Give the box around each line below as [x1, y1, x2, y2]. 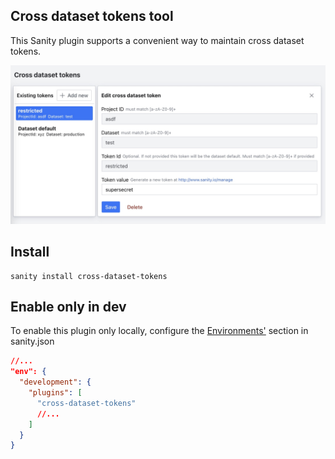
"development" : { [19, 377, 92, 388]
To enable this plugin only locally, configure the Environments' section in [10, 325, 309, 337]
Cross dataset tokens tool [10, 8, 174, 25]
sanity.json [10, 335, 55, 348]
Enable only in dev [10, 298, 127, 315]
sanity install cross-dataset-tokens [10, 271, 168, 281]
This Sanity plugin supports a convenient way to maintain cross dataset [10, 34, 305, 46]
